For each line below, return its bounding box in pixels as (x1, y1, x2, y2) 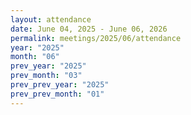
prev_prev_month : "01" (10, 89, 105, 99)
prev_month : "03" (10, 71, 83, 81)
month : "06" (10, 52, 60, 62)
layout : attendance (10, 14, 92, 25)
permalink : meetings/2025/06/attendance (10, 33, 182, 43)
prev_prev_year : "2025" (10, 80, 110, 90)
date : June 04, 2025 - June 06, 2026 (10, 24, 168, 34)
